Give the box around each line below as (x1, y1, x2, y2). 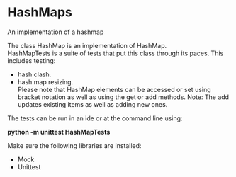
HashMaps (7, 4, 72, 21)
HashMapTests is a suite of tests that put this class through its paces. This (7, 49, 224, 57)
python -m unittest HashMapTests (7, 127, 111, 136)
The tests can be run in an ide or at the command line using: (7, 114, 183, 122)
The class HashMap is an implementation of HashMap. (7, 41, 167, 50)
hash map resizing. (17, 77, 74, 86)
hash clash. (17, 70, 52, 79)
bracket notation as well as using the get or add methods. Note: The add (17, 93, 229, 101)
